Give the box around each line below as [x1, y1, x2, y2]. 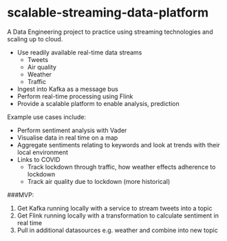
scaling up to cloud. [7, 34, 63, 43]
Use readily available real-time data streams [17, 48, 142, 56]
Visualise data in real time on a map [17, 133, 118, 142]
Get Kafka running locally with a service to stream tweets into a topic [17, 204, 213, 212]
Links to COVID [17, 155, 61, 163]
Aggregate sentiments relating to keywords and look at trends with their [17, 140, 220, 149]
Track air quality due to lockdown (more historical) [27, 177, 171, 185]
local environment [17, 148, 69, 156]
